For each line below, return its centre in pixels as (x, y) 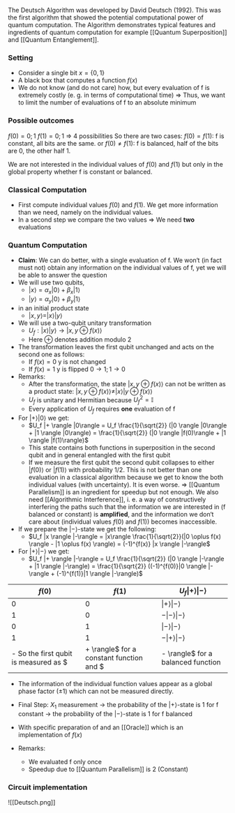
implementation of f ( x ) (50, 734)
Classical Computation (47, 190)
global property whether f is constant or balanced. (80, 172)
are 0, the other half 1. (39, 151)
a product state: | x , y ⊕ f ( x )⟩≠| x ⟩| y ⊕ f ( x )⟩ (90, 391)
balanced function (191, 662)
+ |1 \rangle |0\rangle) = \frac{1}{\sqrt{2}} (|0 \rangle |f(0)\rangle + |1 (127, 432)
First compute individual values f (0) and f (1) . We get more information (118, 204)
